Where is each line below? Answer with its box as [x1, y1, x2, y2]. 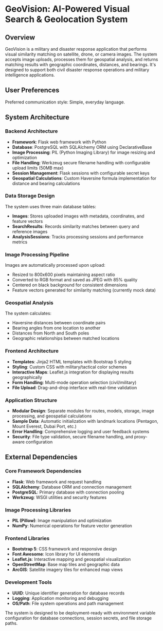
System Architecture [5, 113, 70, 121]
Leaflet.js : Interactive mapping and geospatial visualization [12, 556, 131, 562]
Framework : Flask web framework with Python [12, 139, 107, 145]
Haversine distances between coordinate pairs [12, 320, 106, 326]
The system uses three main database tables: [5, 203, 96, 209]
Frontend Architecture [5, 348, 59, 355]
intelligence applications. [5, 72, 55, 78]
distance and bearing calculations [12, 180, 80, 186]
